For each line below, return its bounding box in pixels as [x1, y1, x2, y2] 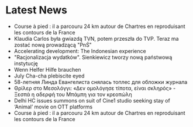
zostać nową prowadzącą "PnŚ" [13, 41, 92, 48]
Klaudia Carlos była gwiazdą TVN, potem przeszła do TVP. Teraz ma [13, 35, 179, 42]
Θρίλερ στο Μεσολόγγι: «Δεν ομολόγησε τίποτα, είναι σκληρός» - [13, 84, 176, 91]
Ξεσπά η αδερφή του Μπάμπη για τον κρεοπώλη [13, 91, 132, 98]
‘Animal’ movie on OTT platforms [13, 103, 93, 110]
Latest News [5, 3, 68, 17]
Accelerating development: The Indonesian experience [13, 47, 147, 54]
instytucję [13, 59, 39, 67]
